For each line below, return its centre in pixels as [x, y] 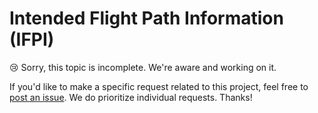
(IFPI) [32, 39]
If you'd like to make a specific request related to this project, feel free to [159, 86]
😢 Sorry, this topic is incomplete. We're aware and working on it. [143, 67]
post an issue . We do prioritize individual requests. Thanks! [131, 97]
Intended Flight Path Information [146, 18]
